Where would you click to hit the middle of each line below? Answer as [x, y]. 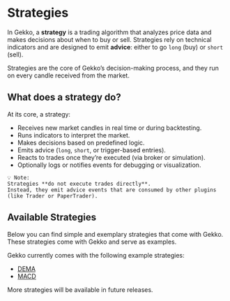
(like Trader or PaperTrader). [53, 196]
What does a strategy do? [64, 97]
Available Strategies [52, 218]
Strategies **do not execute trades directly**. [79, 184]
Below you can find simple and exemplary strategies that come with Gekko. [115, 234]
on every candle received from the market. [69, 75]
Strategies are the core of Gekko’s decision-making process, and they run [113, 68]
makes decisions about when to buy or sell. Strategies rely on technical [109, 39]
